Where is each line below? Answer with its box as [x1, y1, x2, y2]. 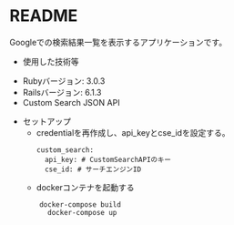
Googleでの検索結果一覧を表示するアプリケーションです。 [9, 36, 228, 47]
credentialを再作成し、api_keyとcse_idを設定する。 [36, 127, 230, 138]
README [9, 5, 78, 26]
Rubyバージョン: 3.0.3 [22, 75, 106, 87]
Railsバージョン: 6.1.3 [22, 87, 102, 97]
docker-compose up [46, 208, 117, 217]
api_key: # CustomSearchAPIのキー [44, 155, 171, 164]
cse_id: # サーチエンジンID [44, 165, 142, 174]
